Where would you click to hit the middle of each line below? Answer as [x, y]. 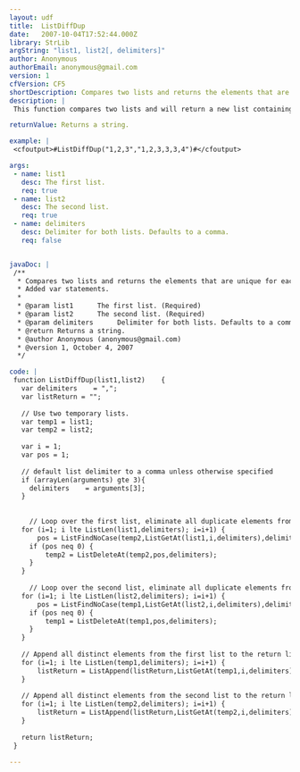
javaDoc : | [29, 264]
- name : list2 [39, 199]
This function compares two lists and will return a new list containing [153, 109]
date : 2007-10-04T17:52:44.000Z [74, 34]
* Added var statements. [63, 289]
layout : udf [31, 17]
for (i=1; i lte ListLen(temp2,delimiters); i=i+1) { [123, 704]
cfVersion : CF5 [37, 84]
